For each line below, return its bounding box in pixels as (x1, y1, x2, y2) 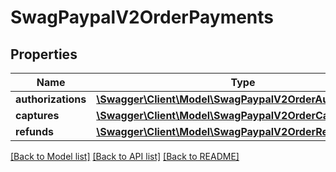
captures (15, 109, 60, 122)
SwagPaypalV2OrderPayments (10, 6, 275, 29)
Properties (10, 46, 78, 63)
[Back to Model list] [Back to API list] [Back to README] (10, 151, 240, 162)
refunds (15, 125, 54, 138)
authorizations (15, 92, 87, 106)
